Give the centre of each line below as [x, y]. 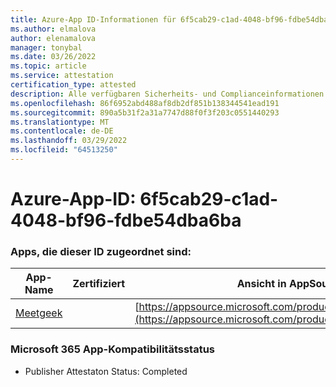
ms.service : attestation [62, 76]
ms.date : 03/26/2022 [53, 57]
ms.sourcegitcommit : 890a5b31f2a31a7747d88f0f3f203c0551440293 [145, 112]
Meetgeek [39, 313]
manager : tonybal [46, 47]
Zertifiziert [99, 284]
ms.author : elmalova [53, 29]
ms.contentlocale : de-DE [62, 131]
